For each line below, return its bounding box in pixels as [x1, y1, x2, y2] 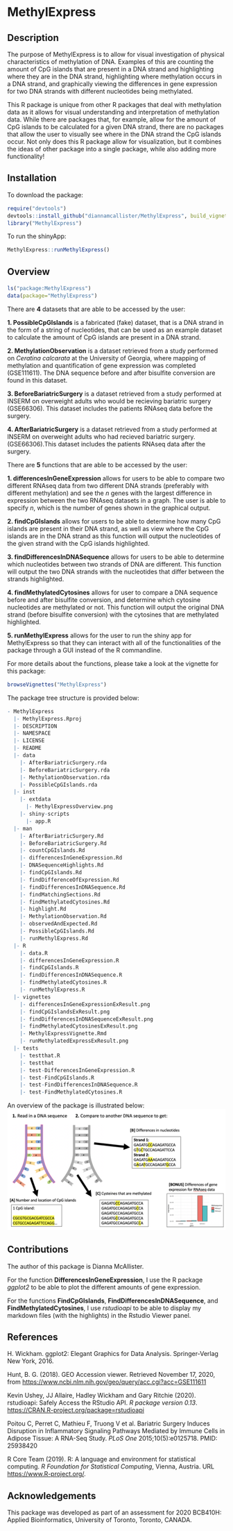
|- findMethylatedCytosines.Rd [19, 898, 110, 905]
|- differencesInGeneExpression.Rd [19, 855, 123, 862]
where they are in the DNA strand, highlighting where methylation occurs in [7, 72, 223, 81]
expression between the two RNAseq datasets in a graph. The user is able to [7, 496, 226, 504]
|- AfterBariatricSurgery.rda [19, 759, 107, 766]
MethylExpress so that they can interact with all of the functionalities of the [7, 638, 221, 646]
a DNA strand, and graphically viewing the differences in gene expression [7, 80, 218, 87]
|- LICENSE [13, 737, 45, 744]
